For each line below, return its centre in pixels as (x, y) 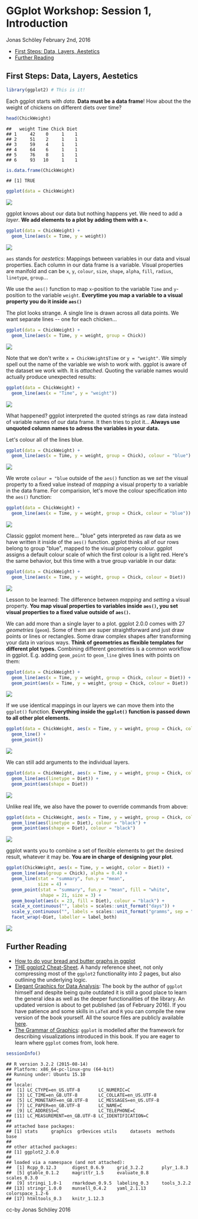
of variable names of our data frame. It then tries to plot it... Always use (93, 422)
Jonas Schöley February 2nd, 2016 (48, 40)
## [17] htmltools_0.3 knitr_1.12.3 (55, 1198)
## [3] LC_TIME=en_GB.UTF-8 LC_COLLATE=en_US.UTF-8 (82, 1095)
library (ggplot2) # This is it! (46, 90)
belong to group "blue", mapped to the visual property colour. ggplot (89, 548)
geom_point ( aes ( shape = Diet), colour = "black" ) (73, 828)
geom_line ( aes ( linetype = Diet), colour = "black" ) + (79, 823)
